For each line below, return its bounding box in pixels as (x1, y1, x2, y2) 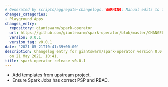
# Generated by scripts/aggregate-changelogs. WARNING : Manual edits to (5, 7, 160, 12)
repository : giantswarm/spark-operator (9, 26, 93, 31)
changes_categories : (5, 12, 48, 17)
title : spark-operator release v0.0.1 (5, 58, 86, 63)
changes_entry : (5, 21, 37, 26)
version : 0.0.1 (9, 35, 41, 40)
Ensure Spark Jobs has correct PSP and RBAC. (12, 77, 109, 83)
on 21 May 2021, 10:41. (9, 53, 59, 59)
